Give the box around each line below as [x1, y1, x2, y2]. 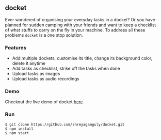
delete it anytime [12, 61, 46, 66]
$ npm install [5, 126, 34, 131]
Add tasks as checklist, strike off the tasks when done [12, 65, 120, 72]
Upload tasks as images [12, 71, 60, 77]
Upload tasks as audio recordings [12, 76, 80, 82]
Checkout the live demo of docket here [5, 99, 83, 105]
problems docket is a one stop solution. [5, 32, 83, 38]
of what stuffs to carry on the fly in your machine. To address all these [5, 27, 145, 33]
